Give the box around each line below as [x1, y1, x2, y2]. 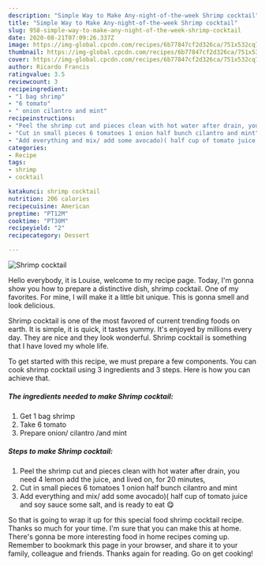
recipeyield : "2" [8, 225, 65, 232]
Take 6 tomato [19, 420, 67, 429]
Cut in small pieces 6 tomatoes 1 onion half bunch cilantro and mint [19, 483, 238, 492]
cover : [8, 56, 30, 64]
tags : [8, 159, 26, 167]
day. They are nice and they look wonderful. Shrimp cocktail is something [8, 333, 247, 342]
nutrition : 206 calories [8, 194, 90, 202]
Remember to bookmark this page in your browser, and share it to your [8, 540, 238, 549]
